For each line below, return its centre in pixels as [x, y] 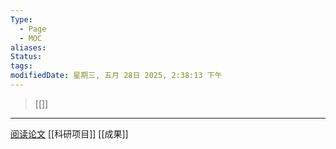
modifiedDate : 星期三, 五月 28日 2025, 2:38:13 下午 [116, 76]
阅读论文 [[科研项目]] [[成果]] [69, 133]
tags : [21, 66]
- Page [33, 29]
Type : [21, 19]
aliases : [28, 47]
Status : [26, 57]
